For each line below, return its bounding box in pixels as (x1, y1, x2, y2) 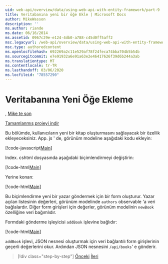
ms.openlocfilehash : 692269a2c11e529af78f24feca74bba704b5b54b (5, 49, 140, 54)
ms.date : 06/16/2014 (5, 30, 48, 35)
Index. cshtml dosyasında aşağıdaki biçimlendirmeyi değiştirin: (5, 154, 134, 160)
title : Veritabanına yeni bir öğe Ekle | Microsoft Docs (5, 12, 126, 17)
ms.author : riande (5, 26, 43, 31)
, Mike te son (5, 110, 32, 116)
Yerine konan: (5, 173, 33, 180)
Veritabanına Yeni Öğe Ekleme (5, 94, 133, 105)
